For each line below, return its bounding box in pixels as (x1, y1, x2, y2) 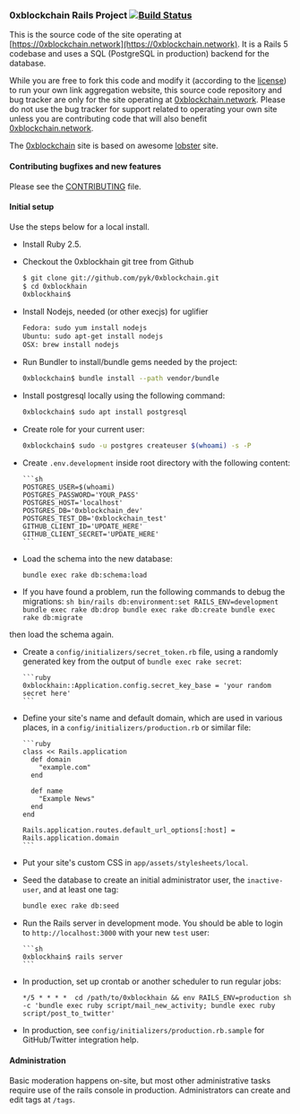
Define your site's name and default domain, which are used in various (21, 713, 283, 724)
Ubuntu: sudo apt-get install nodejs (21, 332, 164, 341)
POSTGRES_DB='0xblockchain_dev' (21, 506, 143, 515)
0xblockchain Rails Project (9, 9, 128, 22)
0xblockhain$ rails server (21, 953, 124, 962)
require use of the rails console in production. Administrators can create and (9, 1084, 291, 1095)
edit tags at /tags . (9, 1094, 76, 1105)
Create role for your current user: (21, 423, 145, 434)
